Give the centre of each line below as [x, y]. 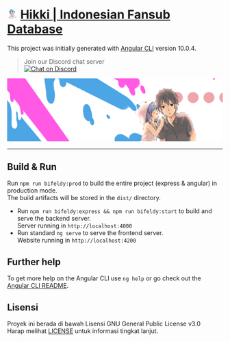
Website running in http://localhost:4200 [77, 241]
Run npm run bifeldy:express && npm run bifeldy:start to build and [114, 211]
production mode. [32, 191]
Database [35, 29]
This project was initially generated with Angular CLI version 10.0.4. [102, 48]
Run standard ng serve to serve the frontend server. [90, 233]
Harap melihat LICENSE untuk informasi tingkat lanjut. [83, 331]
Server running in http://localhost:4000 [74, 225]
